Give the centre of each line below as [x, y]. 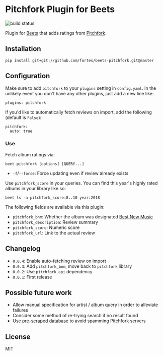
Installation [23, 49]
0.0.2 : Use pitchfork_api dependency [52, 271]
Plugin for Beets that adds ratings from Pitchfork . [56, 33]
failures [20, 310]
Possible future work [38, 293]
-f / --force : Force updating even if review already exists [70, 173]
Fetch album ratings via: [30, 154]
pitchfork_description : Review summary [55, 222]
